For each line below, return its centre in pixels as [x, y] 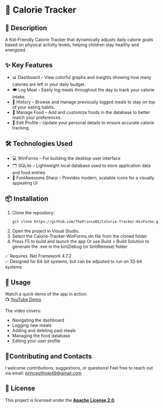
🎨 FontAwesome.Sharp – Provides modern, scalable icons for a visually [83, 178]
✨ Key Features [29, 65]
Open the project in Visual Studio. [46, 231]
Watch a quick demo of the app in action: [46, 294]
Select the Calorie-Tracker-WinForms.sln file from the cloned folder [80, 236]
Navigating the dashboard [38, 320]
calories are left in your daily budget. [49, 84]
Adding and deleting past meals [44, 331]
